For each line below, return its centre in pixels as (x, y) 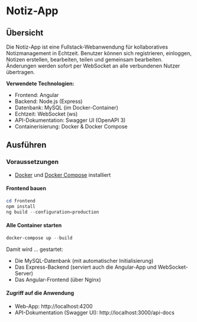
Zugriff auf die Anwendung (40, 293)
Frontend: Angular (37, 95)
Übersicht (25, 33)
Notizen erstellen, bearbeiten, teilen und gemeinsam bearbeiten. (84, 59)
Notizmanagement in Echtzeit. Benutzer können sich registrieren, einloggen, (99, 53)
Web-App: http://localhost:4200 (54, 306)
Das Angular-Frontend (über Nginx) (58, 279)
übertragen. (21, 72)
